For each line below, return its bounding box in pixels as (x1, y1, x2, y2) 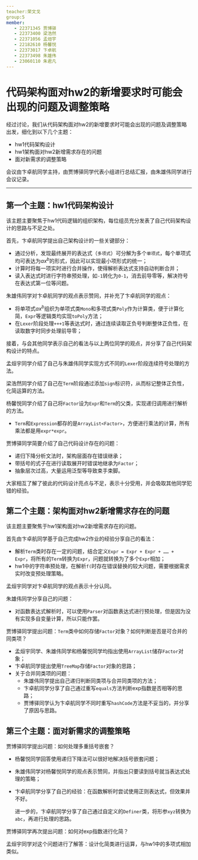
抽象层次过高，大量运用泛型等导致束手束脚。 (14, 467, 124, 474)
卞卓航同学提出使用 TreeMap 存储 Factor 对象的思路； (14, 662, 137, 669)
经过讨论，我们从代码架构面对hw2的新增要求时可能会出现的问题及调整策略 (6, 121, 187, 128)
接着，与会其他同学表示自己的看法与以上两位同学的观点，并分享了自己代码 (6, 340, 187, 347)
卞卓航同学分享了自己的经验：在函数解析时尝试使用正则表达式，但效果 (14, 788, 186, 795)
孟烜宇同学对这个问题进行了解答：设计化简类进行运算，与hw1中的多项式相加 (6, 840, 192, 848)
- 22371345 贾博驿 (14, 25, 57, 31)
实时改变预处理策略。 (14, 570, 67, 577)
